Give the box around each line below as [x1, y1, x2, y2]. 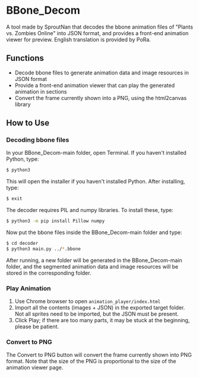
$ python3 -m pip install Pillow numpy [6, 218, 105, 224]
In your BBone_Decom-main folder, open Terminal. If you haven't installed [6, 149, 187, 157]
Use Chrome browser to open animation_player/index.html [14, 298, 161, 305]
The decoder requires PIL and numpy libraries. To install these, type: [6, 207, 173, 214]
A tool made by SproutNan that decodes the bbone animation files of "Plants [6, 23, 193, 30]
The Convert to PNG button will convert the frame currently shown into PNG [6, 351, 192, 359]
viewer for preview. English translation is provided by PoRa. [6, 36, 151, 43]
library [14, 101, 31, 108]
